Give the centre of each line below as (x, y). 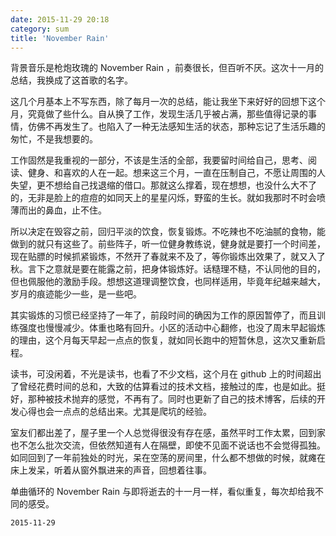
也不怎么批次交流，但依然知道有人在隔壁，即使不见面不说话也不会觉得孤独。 (168, 445)
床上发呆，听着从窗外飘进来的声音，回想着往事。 (111, 470)
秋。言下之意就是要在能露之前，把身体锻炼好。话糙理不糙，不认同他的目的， (168, 269)
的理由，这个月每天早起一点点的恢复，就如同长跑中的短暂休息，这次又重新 (163, 340)
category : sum (40, 29)
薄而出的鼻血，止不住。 (58, 210)
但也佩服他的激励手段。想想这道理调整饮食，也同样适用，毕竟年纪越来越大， (168, 282)
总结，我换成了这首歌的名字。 (71, 80)
